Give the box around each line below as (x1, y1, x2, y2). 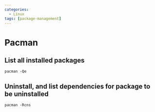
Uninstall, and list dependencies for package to (4, 82, 151, 90)
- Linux (9, 12, 25, 16)
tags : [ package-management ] (4, 16, 62, 21)
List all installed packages (4, 56, 85, 64)
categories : (4, 7, 29, 12)
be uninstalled (4, 90, 49, 98)
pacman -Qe (4, 69, 27, 74)
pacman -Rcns (4, 103, 31, 108)
